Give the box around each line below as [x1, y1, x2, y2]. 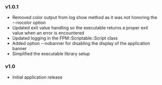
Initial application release [12, 74, 63, 80]
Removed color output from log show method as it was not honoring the [12, 15, 158, 21]
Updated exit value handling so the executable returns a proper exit [12, 25, 148, 31]
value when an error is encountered [12, 30, 85, 36]
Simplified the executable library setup [12, 51, 90, 57]
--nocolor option [12, 20, 46, 25]
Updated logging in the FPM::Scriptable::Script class [12, 35, 118, 41]
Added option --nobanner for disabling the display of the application [12, 41, 150, 46]
